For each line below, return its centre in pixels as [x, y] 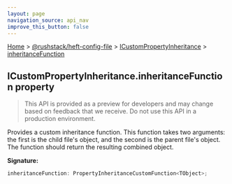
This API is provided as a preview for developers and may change [119, 104]
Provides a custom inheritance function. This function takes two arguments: [116, 132]
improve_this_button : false [48, 27]
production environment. [60, 119]
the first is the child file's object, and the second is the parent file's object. [114, 140]
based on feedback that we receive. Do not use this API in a [110, 111]
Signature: [23, 161]
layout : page [26, 14]
